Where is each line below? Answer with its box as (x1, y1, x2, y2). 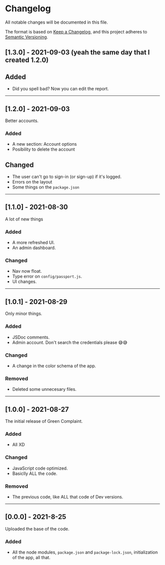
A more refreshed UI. (12, 240, 55, 246)
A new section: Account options (12, 141, 77, 147)
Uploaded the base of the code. (5, 526, 70, 532)
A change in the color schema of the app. (12, 363, 96, 369)
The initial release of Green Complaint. (5, 418, 83, 424)
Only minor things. (5, 311, 43, 316)
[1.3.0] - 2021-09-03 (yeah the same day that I (5, 48, 150, 57)
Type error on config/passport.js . (12, 274, 82, 280)
